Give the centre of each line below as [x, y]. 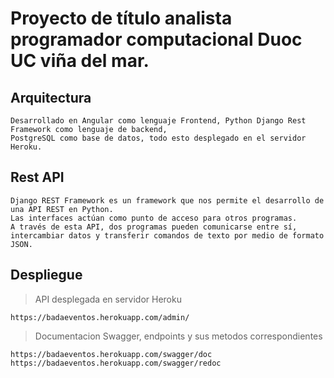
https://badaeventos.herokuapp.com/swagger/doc [111, 354]
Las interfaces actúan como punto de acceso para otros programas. [154, 218]
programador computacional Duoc [156, 39]
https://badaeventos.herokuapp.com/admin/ [100, 317]
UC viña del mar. [80, 61]
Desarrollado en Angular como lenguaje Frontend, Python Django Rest [158, 121]
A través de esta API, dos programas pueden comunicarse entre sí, [154, 227]
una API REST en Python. [62, 209]
